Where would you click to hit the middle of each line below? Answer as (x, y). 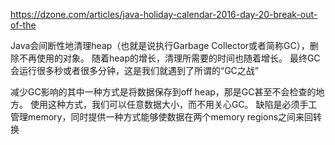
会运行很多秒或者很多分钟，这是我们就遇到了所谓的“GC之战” (135, 70)
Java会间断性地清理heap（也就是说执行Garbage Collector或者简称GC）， (160, 45)
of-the (23, 25)
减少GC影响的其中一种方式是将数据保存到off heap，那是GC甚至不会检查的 (163, 92)
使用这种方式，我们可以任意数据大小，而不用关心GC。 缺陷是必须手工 (173, 104)
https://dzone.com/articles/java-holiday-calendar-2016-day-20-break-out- (164, 14)
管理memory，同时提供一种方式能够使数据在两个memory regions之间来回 (162, 117)
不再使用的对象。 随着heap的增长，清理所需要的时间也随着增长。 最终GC (169, 58)
